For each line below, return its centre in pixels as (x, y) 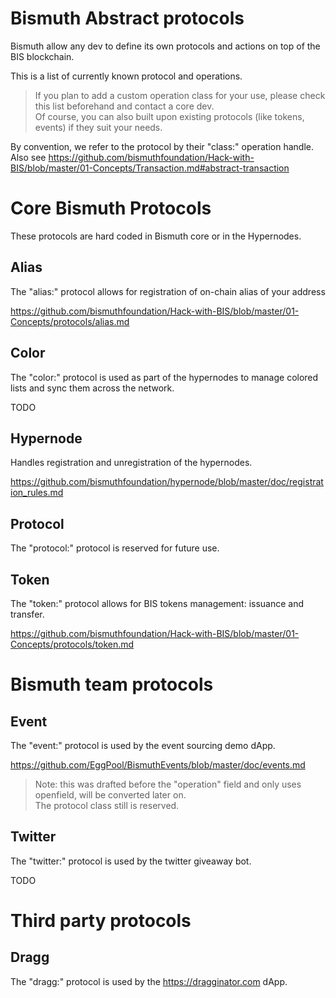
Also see (28, 157)
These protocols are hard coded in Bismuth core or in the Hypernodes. (156, 236)
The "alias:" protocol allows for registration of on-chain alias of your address (168, 291)
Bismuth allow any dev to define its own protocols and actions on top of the (165, 46)
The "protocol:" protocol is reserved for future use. (115, 548)
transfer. (27, 614)
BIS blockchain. (42, 56)
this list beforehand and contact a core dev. (124, 106)
